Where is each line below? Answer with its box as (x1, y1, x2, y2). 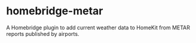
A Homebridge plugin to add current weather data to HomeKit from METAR (6, 24, 190, 31)
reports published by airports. (6, 30, 79, 37)
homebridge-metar (6, 4, 103, 18)
